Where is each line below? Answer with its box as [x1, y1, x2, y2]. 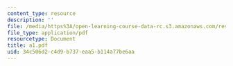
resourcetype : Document [7, 36, 76, 43]
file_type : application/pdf [7, 29, 89, 36]
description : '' [7, 16, 54, 23]
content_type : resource [7, 10, 76, 17]
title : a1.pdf [7, 42, 49, 49]
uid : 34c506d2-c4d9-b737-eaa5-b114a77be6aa [7, 49, 135, 56]
